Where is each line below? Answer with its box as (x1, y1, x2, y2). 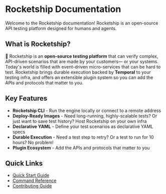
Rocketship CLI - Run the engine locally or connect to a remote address (12, 107, 161, 113)
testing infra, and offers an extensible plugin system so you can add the (5, 74, 153, 80)
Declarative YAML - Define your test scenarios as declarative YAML (12, 123, 153, 129)
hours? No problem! (12, 139, 54, 145)
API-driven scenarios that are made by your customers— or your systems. (5, 58, 159, 64)
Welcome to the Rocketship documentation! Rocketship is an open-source (5, 20, 158, 26)
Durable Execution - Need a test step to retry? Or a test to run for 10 (12, 134, 154, 140)
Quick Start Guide (12, 172, 50, 178)
